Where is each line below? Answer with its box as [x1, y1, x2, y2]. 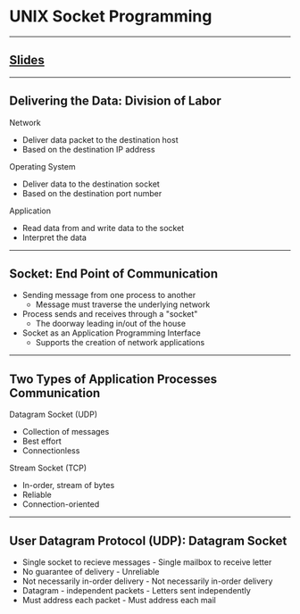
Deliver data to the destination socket [21, 178, 161, 189]
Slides [9, 53, 45, 68]
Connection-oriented [21, 499, 100, 510]
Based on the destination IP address [21, 144, 155, 154]
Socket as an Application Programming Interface [21, 328, 201, 338]
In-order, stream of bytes [21, 480, 115, 491]
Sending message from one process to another [21, 290, 196, 301]
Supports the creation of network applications [35, 337, 205, 348]
